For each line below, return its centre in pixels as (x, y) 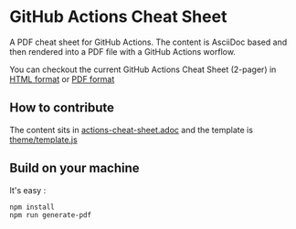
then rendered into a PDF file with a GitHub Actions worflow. (122, 51)
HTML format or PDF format (62, 78)
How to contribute (62, 108)
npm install (32, 207)
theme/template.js (43, 140)
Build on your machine (74, 168)
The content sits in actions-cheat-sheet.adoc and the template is (132, 130)
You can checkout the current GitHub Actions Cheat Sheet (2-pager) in (143, 69)
